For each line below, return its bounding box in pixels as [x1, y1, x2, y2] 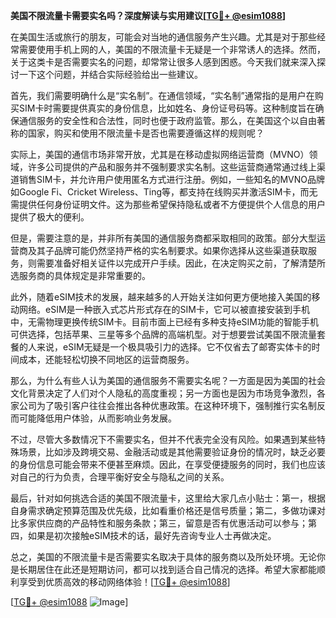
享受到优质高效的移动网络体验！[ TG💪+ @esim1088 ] [18, 576, 231, 588]
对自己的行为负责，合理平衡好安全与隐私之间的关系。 [10, 471, 230, 483]
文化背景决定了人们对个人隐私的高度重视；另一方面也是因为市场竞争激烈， [10, 387, 317, 399]
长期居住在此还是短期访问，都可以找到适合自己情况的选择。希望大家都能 [18, 564, 317, 575]
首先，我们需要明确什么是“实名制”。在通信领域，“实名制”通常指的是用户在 [10, 90, 315, 101]
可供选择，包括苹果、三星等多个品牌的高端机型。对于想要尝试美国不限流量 [10, 329, 317, 340]
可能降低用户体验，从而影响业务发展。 [18, 412, 177, 424]
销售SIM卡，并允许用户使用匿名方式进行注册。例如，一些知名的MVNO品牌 [18, 174, 325, 185]
